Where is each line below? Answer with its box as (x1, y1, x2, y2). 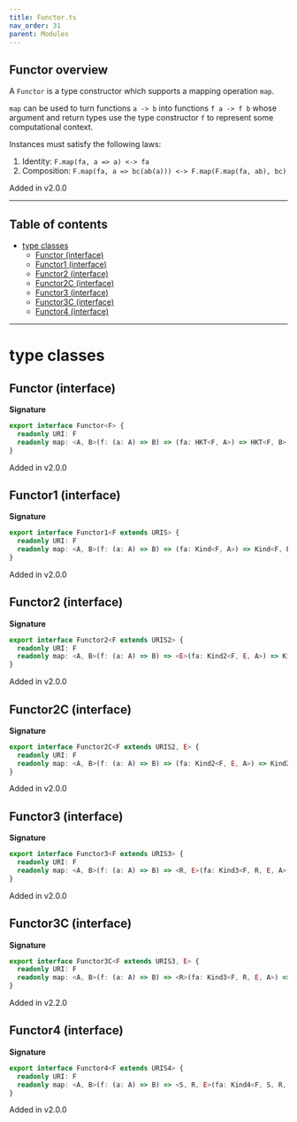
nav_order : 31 (9, 21, 62, 30)
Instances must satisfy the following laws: (9, 139, 162, 150)
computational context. (9, 121, 94, 133)
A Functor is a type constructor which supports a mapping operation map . (9, 86, 275, 97)
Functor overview (9, 62, 109, 77)
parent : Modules (9, 29, 69, 38)
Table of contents (9, 216, 108, 231)
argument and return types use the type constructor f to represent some (9, 113, 274, 123)
